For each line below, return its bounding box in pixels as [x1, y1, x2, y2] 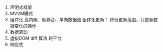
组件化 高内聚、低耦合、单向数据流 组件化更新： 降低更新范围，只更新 [9, 17, 154, 22]
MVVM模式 [9, 10, 33, 16]
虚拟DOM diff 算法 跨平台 [9, 35, 62, 41]
